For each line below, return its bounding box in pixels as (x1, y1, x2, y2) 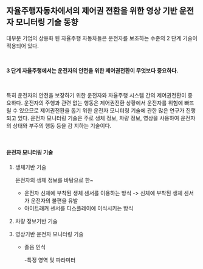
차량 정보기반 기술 (15, 218, 58, 225)
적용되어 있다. (6, 42, 40, 49)
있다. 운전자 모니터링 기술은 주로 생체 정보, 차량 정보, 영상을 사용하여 (17, 114, 179, 122)
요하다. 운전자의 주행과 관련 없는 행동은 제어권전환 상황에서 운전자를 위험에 (6, 99, 184, 107)
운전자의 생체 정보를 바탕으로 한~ (15, 176, 94, 184)
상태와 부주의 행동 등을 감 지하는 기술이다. (12, 122, 112, 129)
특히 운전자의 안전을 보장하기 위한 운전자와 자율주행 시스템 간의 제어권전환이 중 (6, 91, 193, 99)
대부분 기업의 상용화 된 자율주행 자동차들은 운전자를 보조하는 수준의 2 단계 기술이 (6, 34, 198, 41)
